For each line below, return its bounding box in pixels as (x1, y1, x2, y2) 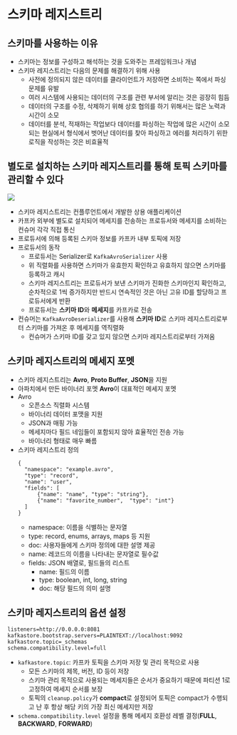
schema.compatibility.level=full (7, 644, 107, 652)
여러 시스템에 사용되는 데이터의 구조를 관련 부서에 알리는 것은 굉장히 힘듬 (28, 93, 230, 101)
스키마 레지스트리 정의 (17, 445, 80, 453)
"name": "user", (24, 478, 73, 485)
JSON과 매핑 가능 (28, 418, 78, 427)
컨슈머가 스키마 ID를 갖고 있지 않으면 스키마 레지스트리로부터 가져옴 (28, 332, 216, 341)
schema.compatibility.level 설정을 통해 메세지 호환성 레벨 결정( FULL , (17, 711, 217, 720)
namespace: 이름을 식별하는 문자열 (28, 523, 127, 531)
